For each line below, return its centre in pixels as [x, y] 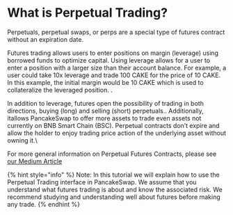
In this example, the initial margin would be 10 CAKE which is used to [105, 82]
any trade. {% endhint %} [43, 204]
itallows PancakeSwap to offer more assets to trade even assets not [104, 118]
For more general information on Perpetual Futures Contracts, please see [112, 154]
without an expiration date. [46, 39]
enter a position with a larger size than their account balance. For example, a [117, 67]
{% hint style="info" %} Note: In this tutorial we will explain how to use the [114, 175]
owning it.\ [23, 140]
